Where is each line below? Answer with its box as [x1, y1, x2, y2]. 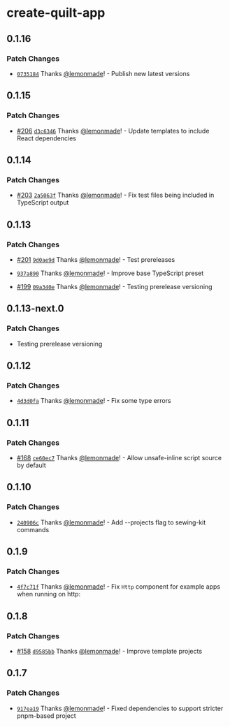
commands [16, 525, 50, 534]
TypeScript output [16, 198, 69, 207]
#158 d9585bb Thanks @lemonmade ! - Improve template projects [16, 647, 203, 656]
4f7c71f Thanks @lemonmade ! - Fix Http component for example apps [16, 582, 221, 591]
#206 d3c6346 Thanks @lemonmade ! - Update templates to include [16, 126, 210, 135]
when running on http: [16, 590, 81, 599]
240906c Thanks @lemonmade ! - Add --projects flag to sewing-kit [16, 518, 206, 527]
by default [16, 461, 46, 469]
